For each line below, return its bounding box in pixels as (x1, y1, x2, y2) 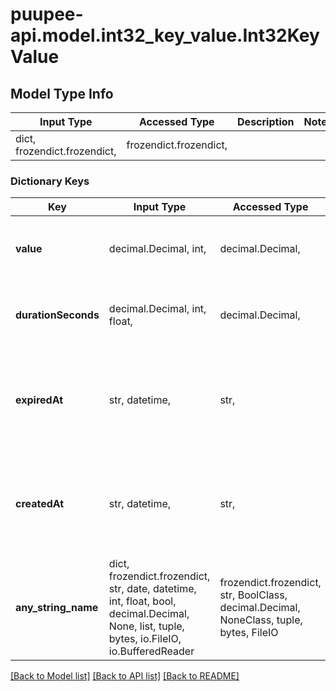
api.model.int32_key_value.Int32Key (10, 24, 320, 47)
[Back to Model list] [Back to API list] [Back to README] (10, 670, 240, 682)
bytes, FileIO (219, 626, 279, 640)
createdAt (15, 497, 65, 511)
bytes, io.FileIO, (108, 632, 182, 646)
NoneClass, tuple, (219, 613, 303, 627)
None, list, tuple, (108, 619, 185, 633)
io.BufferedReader (108, 644, 195, 658)
